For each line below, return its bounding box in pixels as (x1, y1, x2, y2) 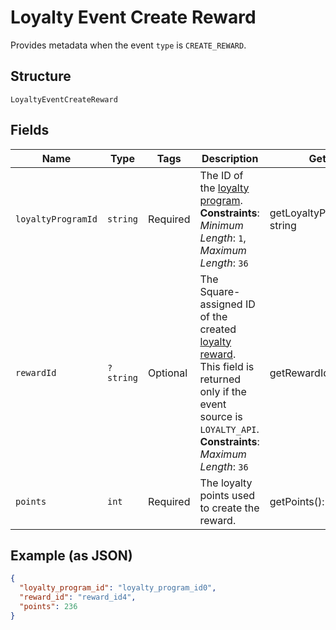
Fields (10, 122, 50, 139)
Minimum (199, 218, 244, 232)
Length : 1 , (199, 231, 247, 245)
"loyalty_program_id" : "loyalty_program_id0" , (19, 583, 217, 593)
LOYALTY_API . (199, 422, 260, 436)
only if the (199, 384, 247, 398)
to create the (199, 501, 260, 515)
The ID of (199, 168, 244, 182)
